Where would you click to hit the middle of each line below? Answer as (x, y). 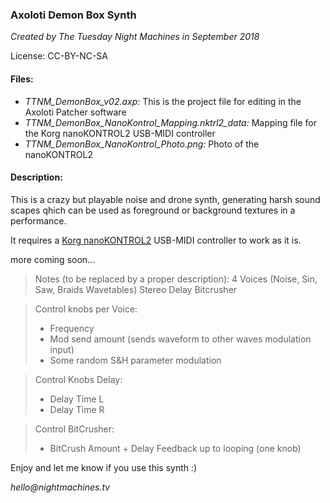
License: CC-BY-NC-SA (59, 56)
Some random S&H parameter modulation (135, 360)
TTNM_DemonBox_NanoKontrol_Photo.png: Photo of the (142, 144)
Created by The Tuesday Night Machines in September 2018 (135, 37)
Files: (22, 79)
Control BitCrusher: (74, 429)
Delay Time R (77, 409)
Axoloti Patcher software (75, 112)
